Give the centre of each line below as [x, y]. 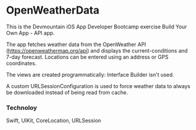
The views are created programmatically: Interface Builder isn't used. [90, 74]
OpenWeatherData [53, 10]
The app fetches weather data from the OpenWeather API [76, 44]
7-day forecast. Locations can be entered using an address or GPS [87, 57]
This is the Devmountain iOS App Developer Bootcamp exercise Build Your [97, 27]
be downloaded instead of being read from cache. [67, 92]
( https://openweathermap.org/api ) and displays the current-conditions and [97, 50]
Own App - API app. [30, 32]
